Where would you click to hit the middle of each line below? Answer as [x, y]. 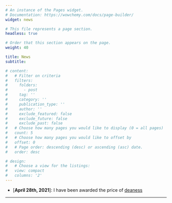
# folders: [21, 85]
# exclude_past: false [34, 124]
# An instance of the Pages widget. [44, 10]
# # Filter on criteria [33, 76]
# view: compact [25, 171]
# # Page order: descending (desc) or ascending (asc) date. [74, 147]
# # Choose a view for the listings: [48, 166]
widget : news [19, 19]
